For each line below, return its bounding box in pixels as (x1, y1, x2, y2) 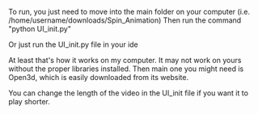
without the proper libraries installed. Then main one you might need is (8, 64, 244, 74)
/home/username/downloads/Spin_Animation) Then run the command (8, 15, 242, 25)
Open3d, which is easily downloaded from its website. (8, 73, 188, 82)
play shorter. (8, 97, 51, 106)
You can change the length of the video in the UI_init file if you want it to (8, 88, 249, 98)
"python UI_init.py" (8, 24, 71, 33)
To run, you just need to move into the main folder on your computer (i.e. (8, 7, 251, 16)
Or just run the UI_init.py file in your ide (8, 40, 139, 49)
